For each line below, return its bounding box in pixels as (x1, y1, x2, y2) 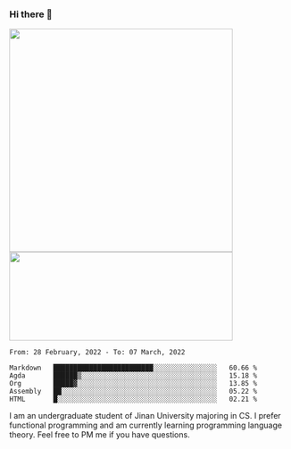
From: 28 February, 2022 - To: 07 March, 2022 (9, 348, 186, 357)
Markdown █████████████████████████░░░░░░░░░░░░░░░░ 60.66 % (9, 363, 257, 373)
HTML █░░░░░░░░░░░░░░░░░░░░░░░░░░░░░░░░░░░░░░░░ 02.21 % (9, 395, 257, 404)
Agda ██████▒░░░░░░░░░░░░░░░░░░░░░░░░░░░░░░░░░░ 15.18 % (9, 371, 257, 380)
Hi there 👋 (9, 8, 54, 21)
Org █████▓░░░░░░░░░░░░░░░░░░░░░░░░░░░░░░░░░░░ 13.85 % (9, 379, 257, 388)
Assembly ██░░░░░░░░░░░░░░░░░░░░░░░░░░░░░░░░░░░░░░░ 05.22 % (9, 387, 257, 396)
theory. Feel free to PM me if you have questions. (9, 429, 190, 440)
